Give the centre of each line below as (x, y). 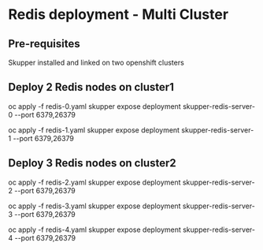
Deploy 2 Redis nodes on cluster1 (91, 87)
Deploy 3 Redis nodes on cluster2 (92, 163)
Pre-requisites (44, 44)
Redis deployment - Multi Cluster (119, 15)
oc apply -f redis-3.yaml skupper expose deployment (94, 206)
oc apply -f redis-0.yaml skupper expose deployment (94, 106)
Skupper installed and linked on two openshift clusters (96, 62)
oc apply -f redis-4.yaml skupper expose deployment (94, 229)
